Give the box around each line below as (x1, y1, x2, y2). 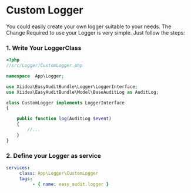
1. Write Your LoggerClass (6, 43, 82, 52)
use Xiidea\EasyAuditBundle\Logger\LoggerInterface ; (6, 83, 138, 90)
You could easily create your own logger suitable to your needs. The (6, 23, 172, 30)
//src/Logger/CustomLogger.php (6, 63, 83, 69)
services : (6, 165, 31, 171)
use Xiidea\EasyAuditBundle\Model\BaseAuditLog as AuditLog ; (6, 89, 159, 95)
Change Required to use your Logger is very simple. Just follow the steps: (6, 29, 185, 36)
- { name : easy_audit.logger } (32, 181, 109, 187)
